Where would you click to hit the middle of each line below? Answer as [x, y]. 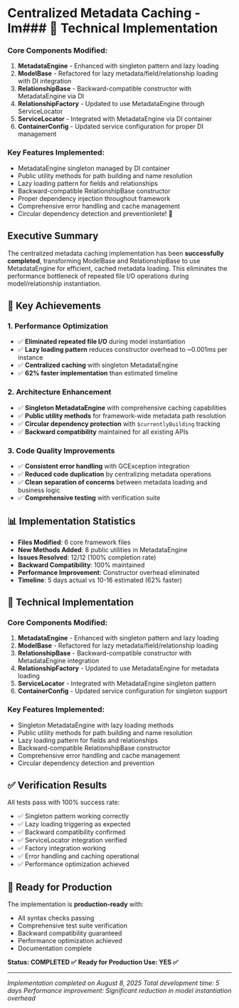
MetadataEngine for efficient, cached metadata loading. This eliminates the [117, 268]
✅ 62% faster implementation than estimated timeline [97, 373]
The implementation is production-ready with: [76, 904]
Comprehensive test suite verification [73, 926]
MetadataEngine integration [58, 661]
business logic [39, 490]
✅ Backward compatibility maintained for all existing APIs [103, 432]
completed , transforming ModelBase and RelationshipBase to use [104, 261]
